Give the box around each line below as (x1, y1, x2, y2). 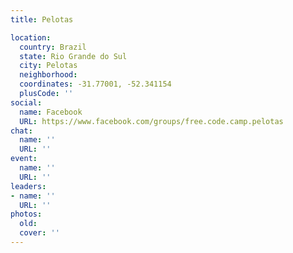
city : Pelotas (19, 61, 78, 71)
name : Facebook (19, 107, 83, 117)
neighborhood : (19, 70, 78, 80)
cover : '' (19, 228, 60, 238)
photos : (10, 209, 43, 220)
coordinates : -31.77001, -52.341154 (19, 79, 172, 90)
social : (10, 97, 43, 108)
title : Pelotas (10, 14, 74, 25)
